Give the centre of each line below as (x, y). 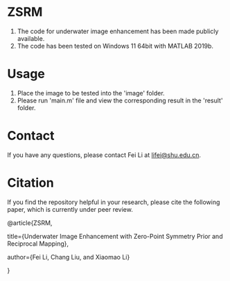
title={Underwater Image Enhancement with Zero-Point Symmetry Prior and (115, 236)
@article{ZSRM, (30, 223)
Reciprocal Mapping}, (38, 244)
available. (31, 38)
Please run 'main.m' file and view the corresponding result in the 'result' (120, 100)
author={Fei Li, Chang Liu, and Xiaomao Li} (69, 257)
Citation (30, 183)
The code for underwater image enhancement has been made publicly (118, 31)
